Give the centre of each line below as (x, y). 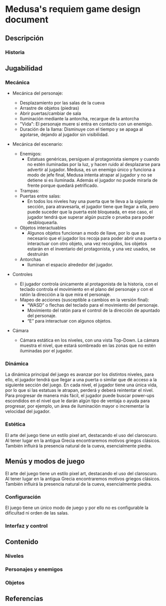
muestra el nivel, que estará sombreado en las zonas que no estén (88, 346)
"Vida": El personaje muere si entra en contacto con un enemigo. (86, 124)
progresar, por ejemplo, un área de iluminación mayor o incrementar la (77, 406)
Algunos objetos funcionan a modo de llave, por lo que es (86, 233)
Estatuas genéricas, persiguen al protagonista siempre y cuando (93, 159)
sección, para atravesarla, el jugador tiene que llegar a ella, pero (93, 207)
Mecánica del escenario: (38, 144)
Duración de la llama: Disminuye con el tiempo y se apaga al (81, 129)
